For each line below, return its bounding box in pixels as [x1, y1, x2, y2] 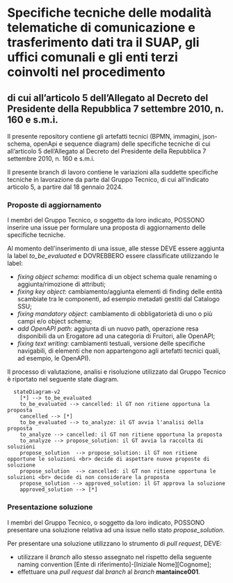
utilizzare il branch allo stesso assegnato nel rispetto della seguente [17, 552, 212, 561]
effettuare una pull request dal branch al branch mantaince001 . [17, 567, 200, 576]
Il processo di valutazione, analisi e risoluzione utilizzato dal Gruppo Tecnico [7, 368, 226, 376]
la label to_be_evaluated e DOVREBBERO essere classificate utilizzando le [7, 252, 219, 260]
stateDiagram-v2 [13, 388, 61, 395]
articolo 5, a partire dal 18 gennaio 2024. [7, 183, 123, 191]
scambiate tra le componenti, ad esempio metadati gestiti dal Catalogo [17, 295, 220, 303]
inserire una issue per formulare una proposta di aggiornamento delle [7, 223, 207, 232]
